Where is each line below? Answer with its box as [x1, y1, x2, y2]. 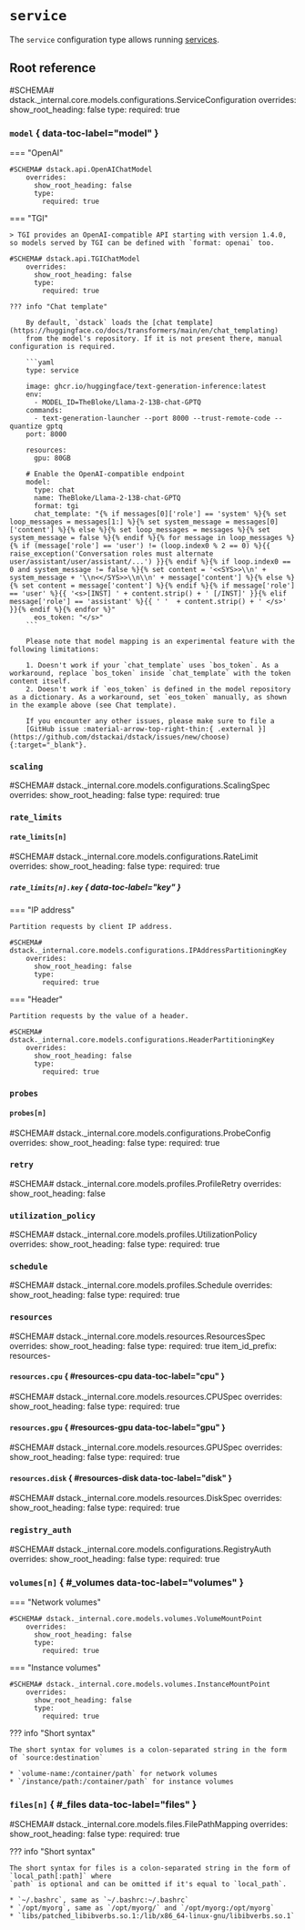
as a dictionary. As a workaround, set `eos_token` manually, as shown [9, 693, 287, 702]
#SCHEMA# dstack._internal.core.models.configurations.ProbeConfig [9, 1128, 271, 1139]
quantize [9, 422, 43, 431]
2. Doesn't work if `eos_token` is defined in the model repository [25, 685, 291, 694]
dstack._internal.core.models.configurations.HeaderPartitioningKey [9, 1036, 275, 1045]
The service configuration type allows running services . [9, 34, 220, 45]
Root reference [9, 60, 97, 76]
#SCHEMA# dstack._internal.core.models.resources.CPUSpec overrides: [9, 1391, 283, 1402]
